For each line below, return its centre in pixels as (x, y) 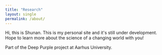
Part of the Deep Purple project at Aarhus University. (59, 48)
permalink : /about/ (25, 19)
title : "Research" (24, 10)
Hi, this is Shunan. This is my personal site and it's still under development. (81, 33)
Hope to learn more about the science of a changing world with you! (75, 38)
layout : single (21, 14)
